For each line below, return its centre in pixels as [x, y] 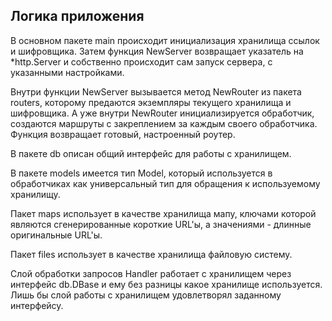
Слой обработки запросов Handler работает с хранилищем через [151, 273]
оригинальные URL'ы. [56, 235]
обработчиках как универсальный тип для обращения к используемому [165, 183]
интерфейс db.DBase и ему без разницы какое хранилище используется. [166, 284]
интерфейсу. [37, 305]
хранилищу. [35, 194]
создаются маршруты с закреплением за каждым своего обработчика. [164, 123]
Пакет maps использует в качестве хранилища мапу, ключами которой [163, 213]
